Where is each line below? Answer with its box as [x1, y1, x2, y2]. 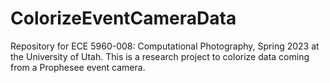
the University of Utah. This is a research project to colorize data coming [10, 50, 310, 62]
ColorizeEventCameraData [10, 7, 237, 30]
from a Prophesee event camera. [10, 61, 146, 73]
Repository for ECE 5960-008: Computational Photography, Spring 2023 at [10, 40, 320, 52]
